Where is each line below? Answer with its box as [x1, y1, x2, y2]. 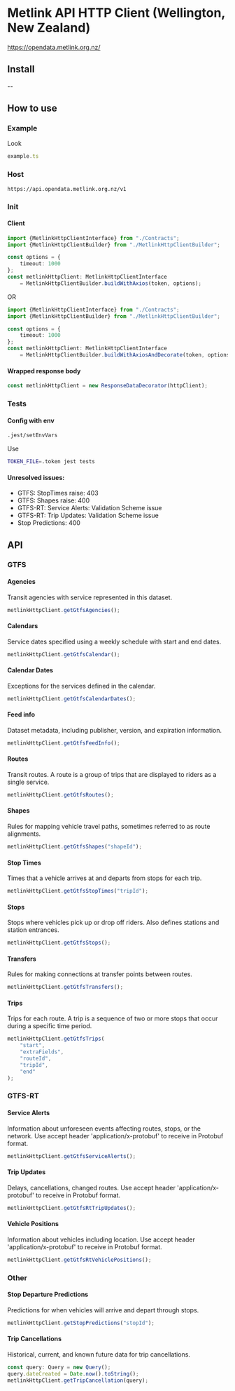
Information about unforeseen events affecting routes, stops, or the [7, 1124, 201, 1133]
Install [7, 63, 35, 75]
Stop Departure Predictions [7, 1290, 89, 1299]
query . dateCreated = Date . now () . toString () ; [7, 1370, 139, 1377]
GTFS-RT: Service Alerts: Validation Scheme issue [17, 504, 162, 512]
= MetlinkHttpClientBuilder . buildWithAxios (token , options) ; [20, 279, 201, 287]
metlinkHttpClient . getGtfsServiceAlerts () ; [7, 1152, 136, 1159]
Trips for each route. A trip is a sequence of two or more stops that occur [7, 1014, 218, 1023]
